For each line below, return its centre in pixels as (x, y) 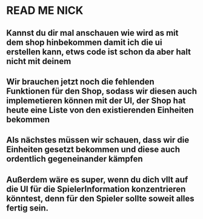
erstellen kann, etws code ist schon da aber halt (98, 52)
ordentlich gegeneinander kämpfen (75, 159)
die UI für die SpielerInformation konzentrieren (96, 189)
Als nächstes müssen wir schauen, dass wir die (98, 140)
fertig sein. (28, 208)
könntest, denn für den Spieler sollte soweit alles (100, 198)
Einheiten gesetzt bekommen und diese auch (93, 150)
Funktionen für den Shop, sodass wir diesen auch (101, 91)
